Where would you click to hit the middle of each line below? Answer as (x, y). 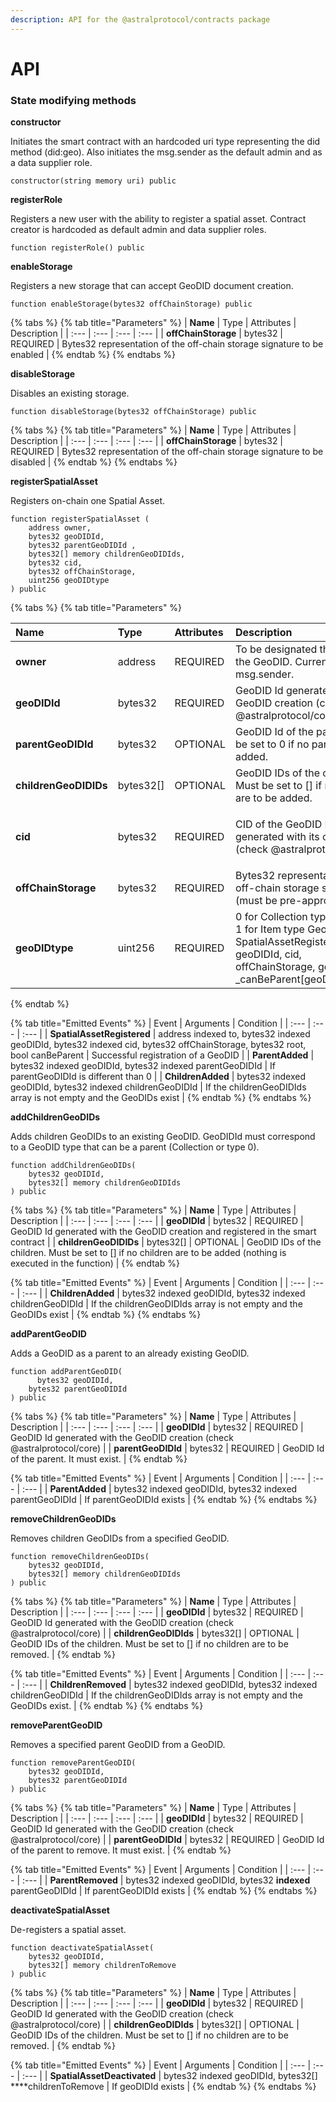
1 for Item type (269, 929)
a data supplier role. (51, 163)
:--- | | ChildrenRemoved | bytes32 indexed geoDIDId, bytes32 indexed (169, 1685)
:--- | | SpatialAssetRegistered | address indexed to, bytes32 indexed (166, 1034)
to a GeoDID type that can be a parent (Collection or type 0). (135, 1147)
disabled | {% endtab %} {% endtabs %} (94, 462)
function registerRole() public (77, 248)
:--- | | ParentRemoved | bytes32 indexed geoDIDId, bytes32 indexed (166, 1880)
